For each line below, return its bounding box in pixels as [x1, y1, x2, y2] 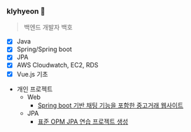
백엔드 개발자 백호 [23, 23, 73, 32]
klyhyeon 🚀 [6, 6, 46, 16]
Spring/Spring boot [16, 45, 73, 53]
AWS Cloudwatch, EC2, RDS [16, 61, 99, 70]
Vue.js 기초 [16, 70, 48, 78]
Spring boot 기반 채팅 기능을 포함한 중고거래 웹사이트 [37, 101, 183, 110]
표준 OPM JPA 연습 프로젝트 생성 [37, 117, 129, 126]
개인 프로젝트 [16, 84, 53, 93]
